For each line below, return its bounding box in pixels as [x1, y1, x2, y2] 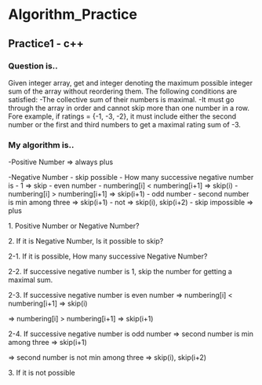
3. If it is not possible [8, 368, 76, 378]
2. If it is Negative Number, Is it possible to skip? [8, 236, 164, 246]
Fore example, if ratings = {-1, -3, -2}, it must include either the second [8, 112, 237, 121]
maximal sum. [8, 275, 53, 284]
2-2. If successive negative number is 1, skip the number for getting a [8, 267, 233, 277]
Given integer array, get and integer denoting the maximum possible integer [8, 78, 253, 87]
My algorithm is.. [8, 139, 75, 150]
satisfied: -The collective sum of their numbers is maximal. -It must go [8, 94, 235, 104]
